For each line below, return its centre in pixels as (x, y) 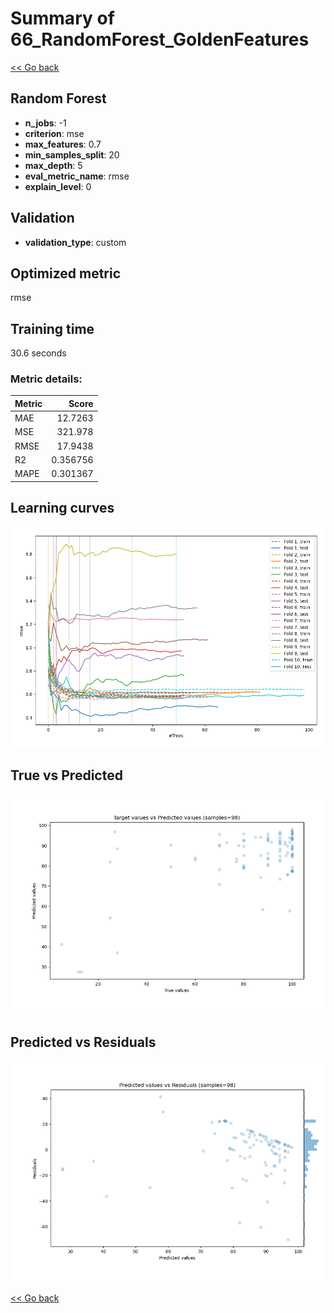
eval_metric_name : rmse (77, 176)
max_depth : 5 (53, 165)
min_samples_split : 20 (72, 154)
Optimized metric (66, 273)
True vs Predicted (66, 775)
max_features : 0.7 (63, 144)
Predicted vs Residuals (83, 1042)
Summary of (62, 18)
